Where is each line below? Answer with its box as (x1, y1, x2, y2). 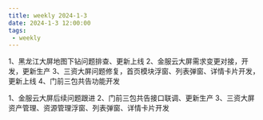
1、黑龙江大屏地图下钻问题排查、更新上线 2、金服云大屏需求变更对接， (8, 56, 242, 66)
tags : (8, 26, 26, 34)
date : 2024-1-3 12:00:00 (8, 19, 91, 27)
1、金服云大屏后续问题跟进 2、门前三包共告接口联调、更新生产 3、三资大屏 (8, 93, 255, 103)
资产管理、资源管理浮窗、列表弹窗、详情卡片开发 (8, 103, 169, 113)
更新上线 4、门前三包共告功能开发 (8, 76, 120, 86)
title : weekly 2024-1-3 (8, 11, 88, 20)
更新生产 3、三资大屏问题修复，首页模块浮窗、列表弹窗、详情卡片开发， (22, 67, 260, 76)
